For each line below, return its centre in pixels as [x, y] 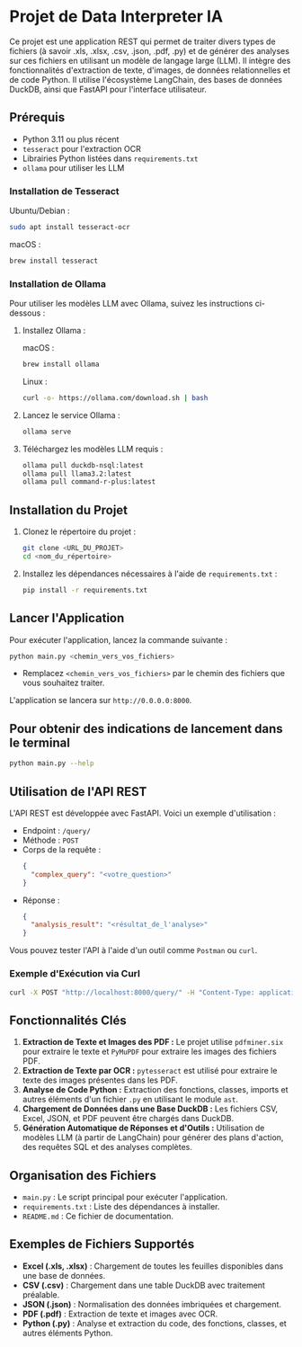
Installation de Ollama [58, 283]
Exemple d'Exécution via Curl [75, 974]
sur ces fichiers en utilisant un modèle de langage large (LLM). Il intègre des [150, 60]
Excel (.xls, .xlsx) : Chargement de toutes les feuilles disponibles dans [153, 1266]
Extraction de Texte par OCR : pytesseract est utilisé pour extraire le [150, 1071]
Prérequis [37, 117]
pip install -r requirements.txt [85, 590]
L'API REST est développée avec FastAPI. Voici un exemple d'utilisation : [143, 813]
